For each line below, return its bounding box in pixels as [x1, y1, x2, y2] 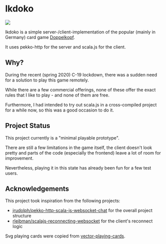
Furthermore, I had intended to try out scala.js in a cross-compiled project [5, 101, 157, 107]
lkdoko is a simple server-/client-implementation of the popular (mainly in [5, 28, 156, 35]
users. [5, 170, 18, 176]
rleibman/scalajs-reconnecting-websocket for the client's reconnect [12, 218, 153, 224]
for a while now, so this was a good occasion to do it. [5, 107, 114, 113]
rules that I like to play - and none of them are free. [5, 92, 110, 98]
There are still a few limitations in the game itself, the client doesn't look [5, 144, 153, 150]
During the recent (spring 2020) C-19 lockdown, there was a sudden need [5, 71, 158, 77]
